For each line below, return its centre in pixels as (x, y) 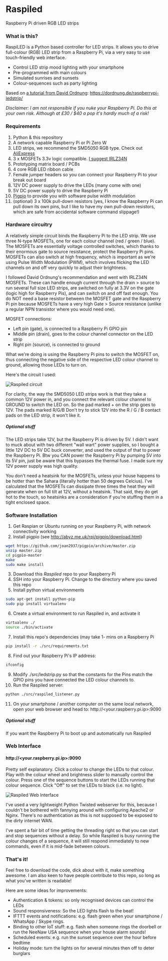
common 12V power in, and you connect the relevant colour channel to (78, 399)
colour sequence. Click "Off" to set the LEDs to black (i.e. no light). (74, 785)
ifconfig (15, 665)
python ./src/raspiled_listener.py (43, 694)
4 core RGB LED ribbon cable (43, 169)
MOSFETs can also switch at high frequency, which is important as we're (81, 257)
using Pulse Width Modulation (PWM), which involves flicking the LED (77, 262)
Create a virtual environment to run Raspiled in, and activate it (76, 613)
